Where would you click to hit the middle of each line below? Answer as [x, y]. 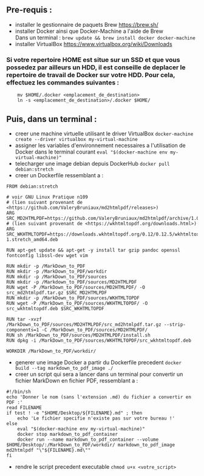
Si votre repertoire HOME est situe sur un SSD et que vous [93, 59]
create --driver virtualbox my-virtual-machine [76, 139]
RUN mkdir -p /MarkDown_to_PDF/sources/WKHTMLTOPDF [73, 298]
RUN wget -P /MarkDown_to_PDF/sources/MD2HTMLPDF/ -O [76, 287]
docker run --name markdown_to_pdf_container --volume [88, 440]
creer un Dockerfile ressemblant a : [59, 175]
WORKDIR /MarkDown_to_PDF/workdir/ [51, 351]
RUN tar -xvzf [24, 319]
